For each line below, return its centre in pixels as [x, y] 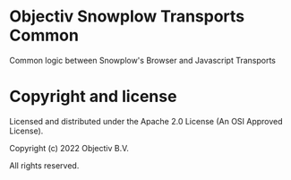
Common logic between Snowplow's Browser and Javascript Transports [142, 60]
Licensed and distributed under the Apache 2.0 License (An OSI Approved [146, 121]
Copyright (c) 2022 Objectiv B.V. [69, 148]
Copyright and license [93, 97]
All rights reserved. [44, 165]
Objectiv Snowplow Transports [127, 17]
